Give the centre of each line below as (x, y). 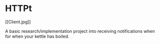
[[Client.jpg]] (18, 22)
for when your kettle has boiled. (37, 36)
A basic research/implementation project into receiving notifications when (80, 31)
